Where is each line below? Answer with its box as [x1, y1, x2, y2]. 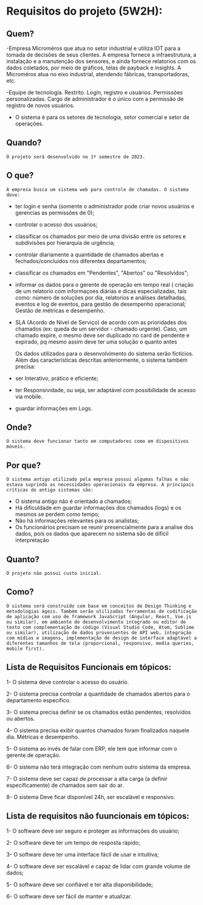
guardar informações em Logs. [15, 404, 93, 412]
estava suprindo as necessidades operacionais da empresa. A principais [6, 482, 194, 488]
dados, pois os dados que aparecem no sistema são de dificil [15, 530, 169, 537]
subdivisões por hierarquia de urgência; [15, 239, 115, 246]
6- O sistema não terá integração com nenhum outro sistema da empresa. [6, 763, 191, 770]
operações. [15, 120, 44, 127]
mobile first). [6, 646, 45, 652]
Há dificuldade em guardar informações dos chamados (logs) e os [15, 504, 182, 512]
